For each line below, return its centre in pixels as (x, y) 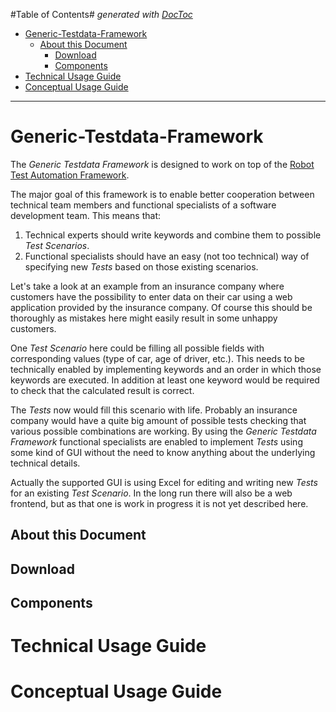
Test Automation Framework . (70, 175)
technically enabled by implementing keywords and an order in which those (166, 369)
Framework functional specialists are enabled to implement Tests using (156, 441)
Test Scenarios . (57, 245)
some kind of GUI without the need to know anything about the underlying (163, 452)
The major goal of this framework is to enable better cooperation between (162, 194)
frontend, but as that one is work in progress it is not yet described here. (159, 503)
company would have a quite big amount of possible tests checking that (158, 420)
